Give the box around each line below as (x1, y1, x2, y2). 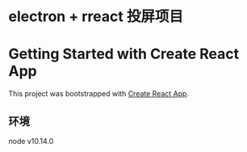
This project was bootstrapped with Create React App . (8, 89, 190, 99)
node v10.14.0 (8, 136, 54, 146)
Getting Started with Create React (8, 45, 240, 63)
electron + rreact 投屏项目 (8, 7, 184, 26)
